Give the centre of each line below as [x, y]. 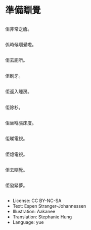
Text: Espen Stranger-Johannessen [49, 206]
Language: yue [28, 222]
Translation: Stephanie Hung [42, 217]
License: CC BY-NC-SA [37, 201]
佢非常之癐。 [18, 29]
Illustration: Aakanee [34, 211]
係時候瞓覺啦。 [21, 44]
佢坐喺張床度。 [21, 123]
